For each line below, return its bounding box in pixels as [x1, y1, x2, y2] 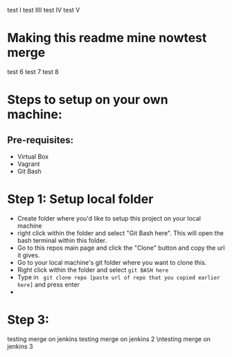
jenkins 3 [7, 342, 33, 350]
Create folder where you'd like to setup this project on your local [17, 214, 201, 222]
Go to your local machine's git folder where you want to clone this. [17, 258, 207, 266]
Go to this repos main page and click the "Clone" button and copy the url [17, 244, 225, 252]
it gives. [17, 250, 40, 259]
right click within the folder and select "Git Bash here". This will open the [17, 228, 224, 237]
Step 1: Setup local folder [7, 192, 154, 207]
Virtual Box [17, 152, 49, 161]
